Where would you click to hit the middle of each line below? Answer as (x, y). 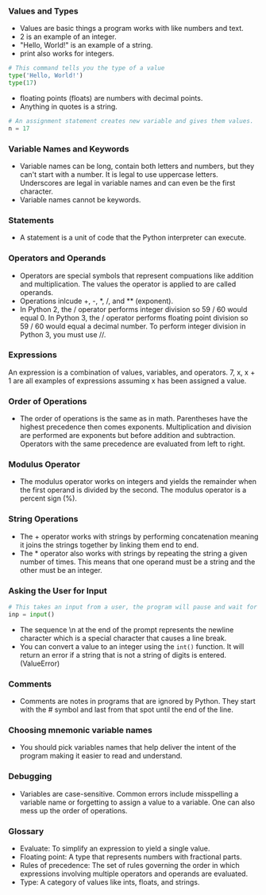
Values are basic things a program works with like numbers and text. (131, 29)
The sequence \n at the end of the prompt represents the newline (127, 629)
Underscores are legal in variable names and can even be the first (127, 182)
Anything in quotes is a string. (68, 106)
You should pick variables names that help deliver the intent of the (128, 747)
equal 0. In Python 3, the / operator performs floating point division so (134, 317)
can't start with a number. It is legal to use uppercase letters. (119, 174)
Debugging (30, 777)
